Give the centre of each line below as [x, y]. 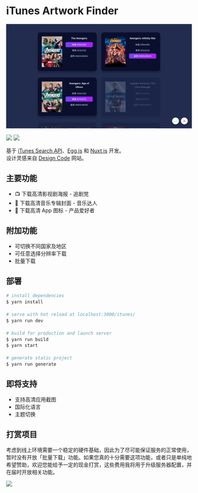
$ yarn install [25, 302]
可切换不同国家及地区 [40, 246]
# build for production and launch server [59, 333]
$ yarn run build [27, 339]
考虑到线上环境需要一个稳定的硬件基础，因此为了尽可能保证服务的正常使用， [99, 450]
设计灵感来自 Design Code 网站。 [47, 158]
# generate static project [39, 358]
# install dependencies [35, 296]
